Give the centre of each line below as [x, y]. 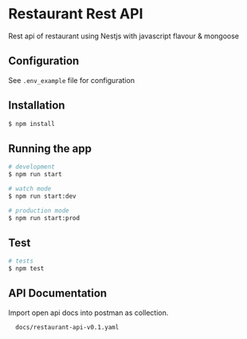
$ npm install [32, 124]
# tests [21, 261]
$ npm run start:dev [43, 196]
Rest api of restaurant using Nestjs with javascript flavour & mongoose [123, 36]
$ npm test [26, 269]
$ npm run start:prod [44, 218]
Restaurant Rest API [76, 14]
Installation [37, 106]
